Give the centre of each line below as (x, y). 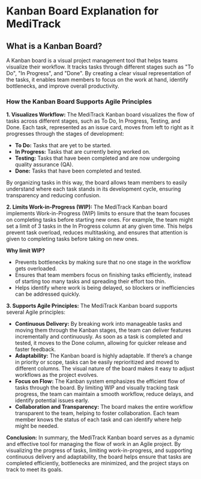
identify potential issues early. (52, 400)
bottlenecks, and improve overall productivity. (63, 86)
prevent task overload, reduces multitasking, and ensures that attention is (97, 233)
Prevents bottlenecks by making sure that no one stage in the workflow (103, 262)
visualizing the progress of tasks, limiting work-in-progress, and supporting (99, 450)
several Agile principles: (36, 312)
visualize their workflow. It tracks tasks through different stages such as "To (100, 67)
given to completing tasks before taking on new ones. (73, 239)
